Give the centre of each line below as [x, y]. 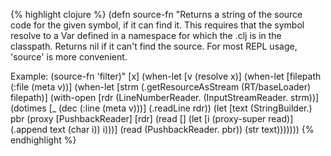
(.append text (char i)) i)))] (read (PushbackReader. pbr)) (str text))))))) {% [162, 129]
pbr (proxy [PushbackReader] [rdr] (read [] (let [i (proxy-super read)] [152, 118]
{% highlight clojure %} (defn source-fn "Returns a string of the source [156, 14]
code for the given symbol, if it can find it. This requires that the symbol [157, 25]
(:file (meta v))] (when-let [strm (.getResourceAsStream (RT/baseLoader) [161, 87]
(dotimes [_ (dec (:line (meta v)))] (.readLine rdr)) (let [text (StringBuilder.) [161, 108]
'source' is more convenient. [69, 57]
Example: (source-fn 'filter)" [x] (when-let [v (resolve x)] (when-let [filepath [166, 76]
